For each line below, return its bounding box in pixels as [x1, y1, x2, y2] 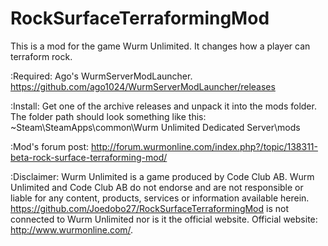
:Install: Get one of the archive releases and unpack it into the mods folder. [10, 100, 317, 112]
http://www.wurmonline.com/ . [10, 223, 134, 236]
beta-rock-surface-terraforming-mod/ [10, 151, 168, 163]
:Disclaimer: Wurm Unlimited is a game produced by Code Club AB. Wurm [10, 170, 315, 182]
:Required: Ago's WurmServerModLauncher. [10, 70, 193, 82]
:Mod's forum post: [10, 140, 90, 152]
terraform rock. [10, 50, 73, 62]
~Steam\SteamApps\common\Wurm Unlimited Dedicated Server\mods [10, 121, 301, 133]
